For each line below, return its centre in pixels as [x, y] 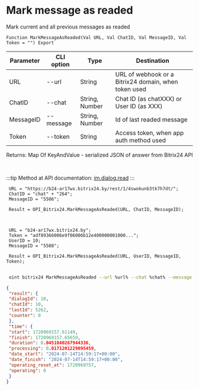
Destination [153, 60]
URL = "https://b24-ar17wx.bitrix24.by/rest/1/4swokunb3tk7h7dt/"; [94, 188]
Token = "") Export [30, 43]
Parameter [25, 60]
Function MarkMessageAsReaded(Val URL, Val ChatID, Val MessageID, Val [96, 37]
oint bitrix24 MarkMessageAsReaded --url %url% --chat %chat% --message [100, 277]
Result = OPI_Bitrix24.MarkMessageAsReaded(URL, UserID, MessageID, [95, 256]
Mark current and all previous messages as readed [68, 27]
